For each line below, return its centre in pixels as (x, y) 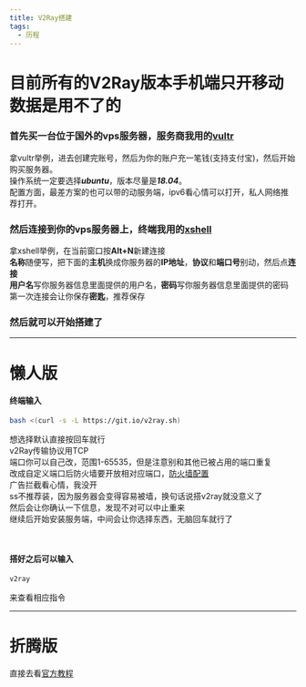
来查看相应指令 (37, 597)
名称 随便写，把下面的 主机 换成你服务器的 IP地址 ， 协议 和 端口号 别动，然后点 (149, 262)
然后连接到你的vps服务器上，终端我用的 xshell (111, 229)
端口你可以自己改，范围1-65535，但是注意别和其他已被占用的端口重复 (141, 462)
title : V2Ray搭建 (41, 18)
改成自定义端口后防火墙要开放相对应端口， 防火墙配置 (109, 473)
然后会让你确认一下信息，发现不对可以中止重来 (97, 508)
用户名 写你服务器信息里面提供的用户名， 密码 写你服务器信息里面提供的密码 (149, 285)
